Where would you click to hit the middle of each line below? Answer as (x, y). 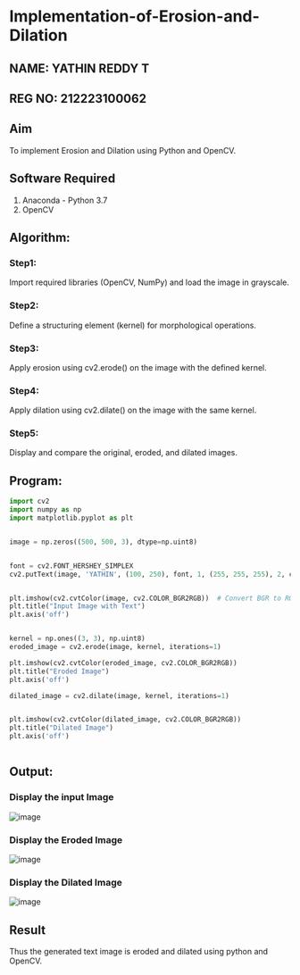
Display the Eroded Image (66, 839)
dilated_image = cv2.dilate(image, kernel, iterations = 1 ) (119, 696)
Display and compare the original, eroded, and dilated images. (124, 453)
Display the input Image (62, 797)
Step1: (23, 262)
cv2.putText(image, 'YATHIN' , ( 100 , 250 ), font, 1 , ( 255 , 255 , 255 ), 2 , (147, 574)
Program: (36, 481)
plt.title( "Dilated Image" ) (62, 728)
